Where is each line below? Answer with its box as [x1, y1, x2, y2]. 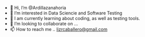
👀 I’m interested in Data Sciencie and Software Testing [10, 10, 122, 16]
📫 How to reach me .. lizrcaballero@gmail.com [10, 26, 108, 32]
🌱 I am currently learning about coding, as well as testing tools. [10, 15, 140, 21]
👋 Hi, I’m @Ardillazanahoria [10, 5, 66, 10]
